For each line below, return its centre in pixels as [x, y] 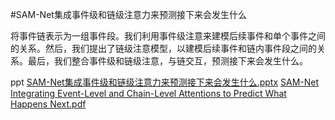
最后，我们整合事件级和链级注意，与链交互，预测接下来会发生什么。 [167, 61]
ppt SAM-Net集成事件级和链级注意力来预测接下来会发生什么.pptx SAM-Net [165, 82]
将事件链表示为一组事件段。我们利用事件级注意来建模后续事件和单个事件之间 [168, 36]
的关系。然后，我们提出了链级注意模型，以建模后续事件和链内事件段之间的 [163, 48]
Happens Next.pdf [48, 104]
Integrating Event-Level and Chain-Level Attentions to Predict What [148, 93]
